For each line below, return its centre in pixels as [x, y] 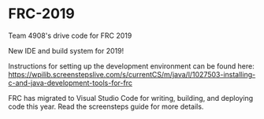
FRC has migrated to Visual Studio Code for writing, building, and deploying [131, 98]
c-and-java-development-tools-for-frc [70, 83]
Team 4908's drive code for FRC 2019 [70, 35]
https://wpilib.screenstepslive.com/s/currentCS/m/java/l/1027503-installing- [132, 74]
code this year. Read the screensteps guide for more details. [106, 106]
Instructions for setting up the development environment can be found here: [131, 66]
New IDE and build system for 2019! [66, 50]
